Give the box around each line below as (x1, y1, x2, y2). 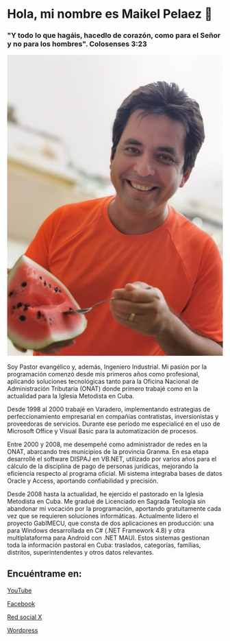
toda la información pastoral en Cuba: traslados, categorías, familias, (7, 541, 201, 549)
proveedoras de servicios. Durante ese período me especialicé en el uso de (7, 420, 220, 428)
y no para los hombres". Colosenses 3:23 (7, 39, 147, 49)
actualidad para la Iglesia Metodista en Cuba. (7, 391, 135, 400)
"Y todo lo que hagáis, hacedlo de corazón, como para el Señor (7, 31, 221, 40)
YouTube (7, 586, 32, 594)
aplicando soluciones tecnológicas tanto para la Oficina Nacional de (7, 377, 199, 385)
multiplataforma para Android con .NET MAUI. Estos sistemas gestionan (7, 533, 210, 542)
